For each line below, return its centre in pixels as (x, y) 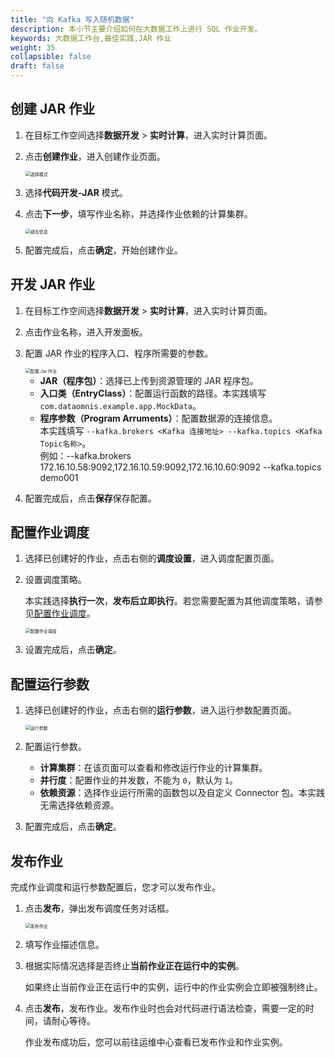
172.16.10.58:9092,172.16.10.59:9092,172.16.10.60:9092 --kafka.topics (180, 467)
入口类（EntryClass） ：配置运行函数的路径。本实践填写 (153, 393)
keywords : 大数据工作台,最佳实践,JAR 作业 (91, 38)
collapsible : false (51, 57)
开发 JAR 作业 (53, 284)
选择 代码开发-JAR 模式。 (76, 192)
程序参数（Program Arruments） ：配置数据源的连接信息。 (158, 418)
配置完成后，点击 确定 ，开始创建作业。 (103, 250)
